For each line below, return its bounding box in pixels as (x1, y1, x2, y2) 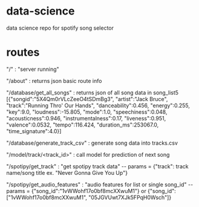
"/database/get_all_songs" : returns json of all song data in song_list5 (6, 89, 179, 96)
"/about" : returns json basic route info (6, 77, 102, 84)
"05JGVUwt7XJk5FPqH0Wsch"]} (88, 194, 172, 201)
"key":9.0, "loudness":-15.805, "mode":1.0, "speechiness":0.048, (6, 108, 168, 116)
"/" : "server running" (6, 65, 59, 73)
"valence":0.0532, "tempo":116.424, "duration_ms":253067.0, (6, 121, 159, 128)
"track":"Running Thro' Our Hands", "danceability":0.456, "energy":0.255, (6, 102, 191, 109)
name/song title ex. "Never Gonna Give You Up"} (6, 169, 128, 176)
